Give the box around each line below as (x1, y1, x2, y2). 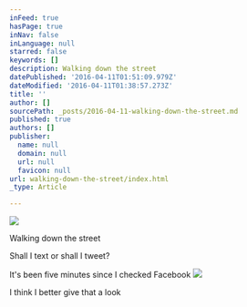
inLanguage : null (9, 38, 76, 48)
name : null (17, 140, 59, 149)
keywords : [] (9, 56, 59, 65)
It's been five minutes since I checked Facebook (9, 270, 191, 281)
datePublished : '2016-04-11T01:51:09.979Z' (9, 73, 178, 82)
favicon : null (17, 166, 71, 175)
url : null (17, 157, 55, 167)
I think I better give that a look (9, 287, 121, 298)
